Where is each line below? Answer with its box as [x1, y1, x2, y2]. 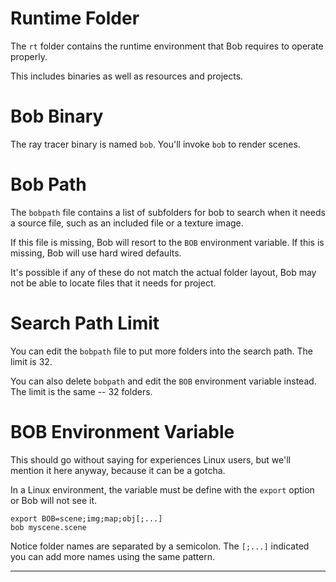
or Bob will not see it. [10, 494, 98, 506]
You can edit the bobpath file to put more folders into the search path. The [10, 345, 313, 357]
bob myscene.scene [10, 522, 87, 532]
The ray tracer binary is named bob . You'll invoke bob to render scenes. [10, 138, 301, 150]
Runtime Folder [10, 7, 140, 30]
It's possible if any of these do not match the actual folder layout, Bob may [10, 266, 317, 278]
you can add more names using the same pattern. [10, 550, 216, 562]
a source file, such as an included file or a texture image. [10, 217, 244, 229]
